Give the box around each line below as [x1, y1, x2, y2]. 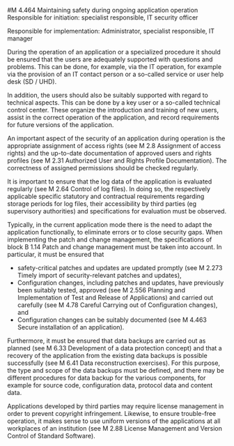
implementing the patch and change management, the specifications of [7, 235, 212, 244]
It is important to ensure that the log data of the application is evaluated [7, 177, 212, 186]
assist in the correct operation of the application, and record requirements [7, 113, 219, 121]
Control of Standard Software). [7, 432, 95, 440]
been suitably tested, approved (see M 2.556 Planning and [17, 286, 186, 294]
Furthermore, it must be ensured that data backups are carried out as [7, 336, 206, 345]
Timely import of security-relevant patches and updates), [17, 272, 182, 279]
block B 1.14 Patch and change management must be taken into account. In [7, 243, 222, 251]
